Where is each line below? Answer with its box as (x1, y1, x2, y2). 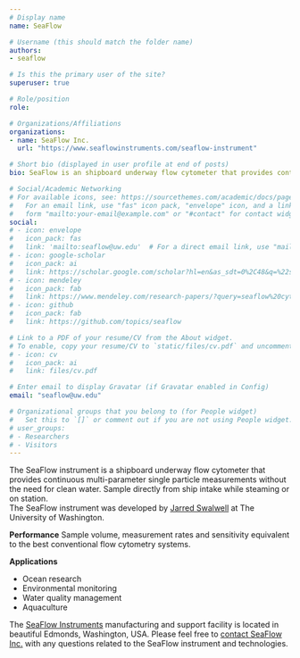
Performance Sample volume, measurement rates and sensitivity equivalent (9, 529, 290, 540)
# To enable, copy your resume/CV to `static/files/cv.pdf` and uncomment (9, 341, 294, 351)
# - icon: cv (9, 350, 58, 359)
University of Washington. (9, 512, 105, 523)
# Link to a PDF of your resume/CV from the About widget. (9, 333, 234, 342)
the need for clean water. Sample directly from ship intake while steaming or (9, 484, 290, 495)
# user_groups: (9, 423, 66, 433)
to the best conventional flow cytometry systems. (9, 539, 191, 550)
